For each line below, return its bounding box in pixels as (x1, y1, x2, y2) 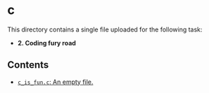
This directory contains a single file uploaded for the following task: (7, 25, 203, 34)
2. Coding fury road (17, 38, 76, 47)
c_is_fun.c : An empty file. (17, 78, 94, 86)
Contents (7, 59, 49, 71)
